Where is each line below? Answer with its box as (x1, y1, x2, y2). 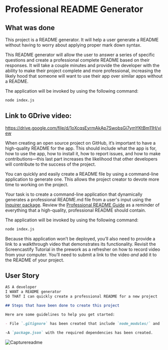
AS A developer (5, 284, 37, 290)
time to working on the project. (5, 181, 68, 187)
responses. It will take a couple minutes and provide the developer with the (5, 63, 160, 68)
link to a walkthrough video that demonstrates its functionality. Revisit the (5, 241, 156, 247)
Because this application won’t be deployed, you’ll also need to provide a (5, 235, 155, 241)
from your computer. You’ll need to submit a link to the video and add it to (5, 251, 157, 257)
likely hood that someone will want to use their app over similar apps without (5, 73, 163, 79)
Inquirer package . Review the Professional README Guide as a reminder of (5, 202, 160, 208)
